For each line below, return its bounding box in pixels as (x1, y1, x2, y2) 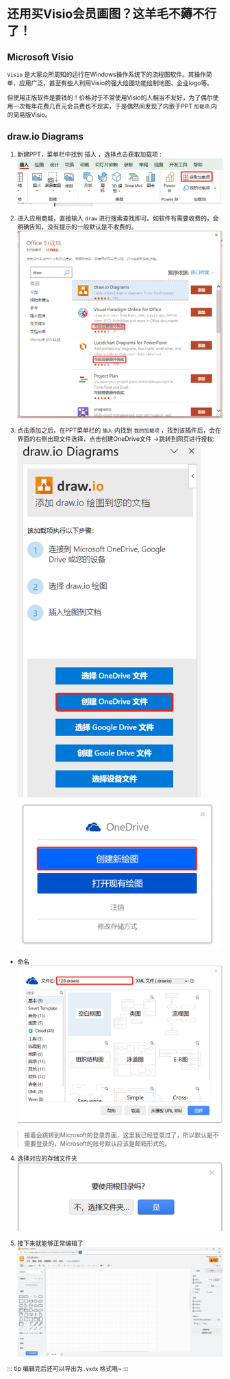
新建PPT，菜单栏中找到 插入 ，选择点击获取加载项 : (16, 150, 162, 158)
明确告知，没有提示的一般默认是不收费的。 (16, 223, 138, 231)
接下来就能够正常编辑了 (16, 1239, 84, 1247)
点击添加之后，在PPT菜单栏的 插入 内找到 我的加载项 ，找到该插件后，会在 (16, 426, 221, 434)
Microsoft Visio (7, 51, 74, 62)
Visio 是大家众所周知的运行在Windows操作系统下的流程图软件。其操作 (7, 70, 207, 78)
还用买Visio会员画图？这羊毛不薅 (7, 6, 193, 22)
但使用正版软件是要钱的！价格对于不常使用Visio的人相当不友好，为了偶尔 (7, 93, 214, 102)
